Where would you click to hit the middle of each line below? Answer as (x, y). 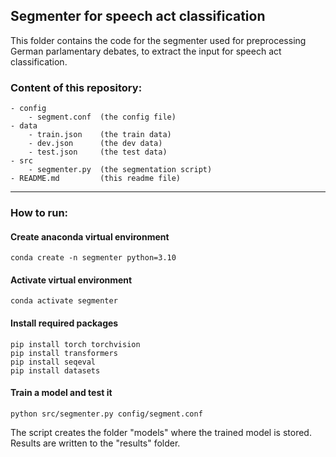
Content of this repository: (76, 87)
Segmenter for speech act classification (138, 16)
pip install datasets (55, 370)
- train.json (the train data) (100, 135)
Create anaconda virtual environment (90, 236)
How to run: (39, 213)
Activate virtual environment (71, 280)
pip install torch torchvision (75, 344)
